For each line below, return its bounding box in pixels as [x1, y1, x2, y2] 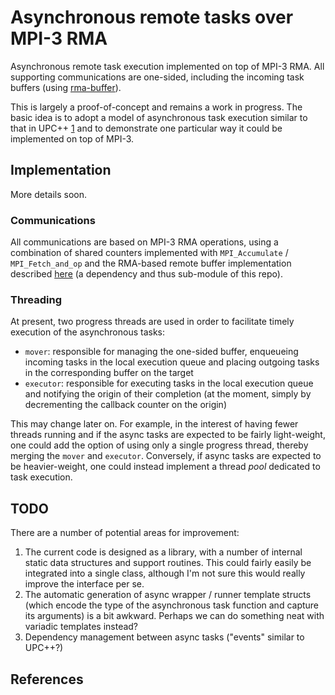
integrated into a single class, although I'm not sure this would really [24, 567, 306, 580]
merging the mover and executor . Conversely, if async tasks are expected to [10, 450, 322, 462]
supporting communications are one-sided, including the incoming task [10, 71, 305, 83]
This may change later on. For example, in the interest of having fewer [10, 418, 299, 430]
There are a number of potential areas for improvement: [10, 527, 240, 539]
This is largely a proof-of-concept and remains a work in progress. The [10, 101, 303, 113]
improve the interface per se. [24, 578, 145, 590]
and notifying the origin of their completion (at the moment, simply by [24, 388, 312, 400]
